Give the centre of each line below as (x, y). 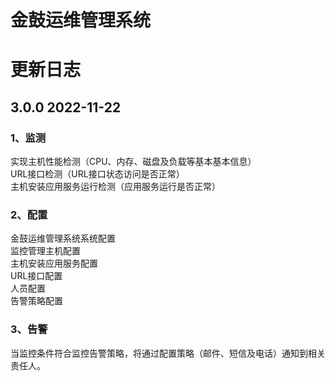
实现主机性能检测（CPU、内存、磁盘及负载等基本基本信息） (133, 162)
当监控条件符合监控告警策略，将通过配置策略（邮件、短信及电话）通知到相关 (168, 353)
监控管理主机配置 (45, 251)
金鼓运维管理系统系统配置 (63, 238)
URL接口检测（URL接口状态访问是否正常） (97, 174)
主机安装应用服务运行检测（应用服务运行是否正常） (115, 187)
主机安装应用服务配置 (54, 263)
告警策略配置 (36, 301)
